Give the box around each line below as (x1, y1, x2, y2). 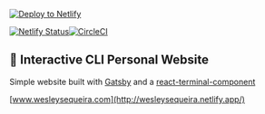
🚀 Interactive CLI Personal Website (9, 52, 209, 68)
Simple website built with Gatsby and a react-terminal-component (9, 76, 256, 87)
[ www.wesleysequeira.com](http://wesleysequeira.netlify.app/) (9, 93, 245, 104)
